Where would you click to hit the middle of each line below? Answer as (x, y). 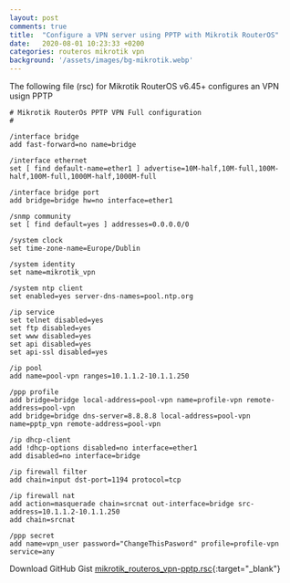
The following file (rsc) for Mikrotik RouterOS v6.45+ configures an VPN (145, 86)
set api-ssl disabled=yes (58, 352)
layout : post (34, 18)
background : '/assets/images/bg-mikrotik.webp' (102, 60)
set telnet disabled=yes (57, 320)
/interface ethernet (49, 161)
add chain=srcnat (42, 520)
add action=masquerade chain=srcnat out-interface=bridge (122, 504)
